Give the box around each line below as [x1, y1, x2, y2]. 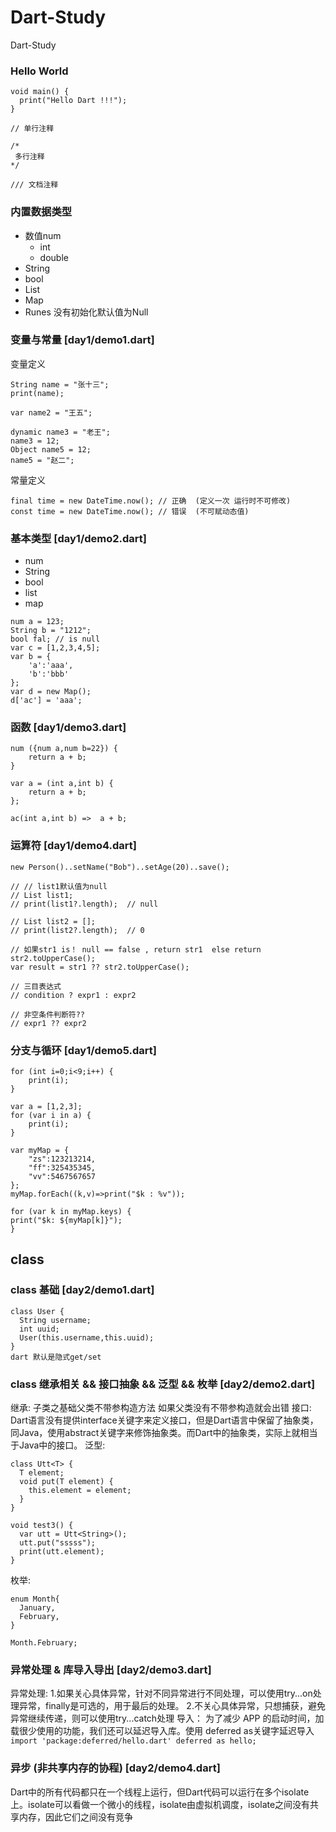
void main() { [10, 87, 70, 97]
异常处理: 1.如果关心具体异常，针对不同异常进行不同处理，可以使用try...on [10, 1687, 313, 1700]
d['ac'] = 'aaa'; [10, 696, 83, 706]
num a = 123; [10, 617, 65, 627]
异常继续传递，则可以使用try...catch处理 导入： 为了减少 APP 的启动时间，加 [10, 1712, 325, 1725]
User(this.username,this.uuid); [19, 1332, 155, 1343]
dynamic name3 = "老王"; [10, 427, 111, 437]
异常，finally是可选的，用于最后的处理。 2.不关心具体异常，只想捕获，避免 [18, 1700, 326, 1712]
